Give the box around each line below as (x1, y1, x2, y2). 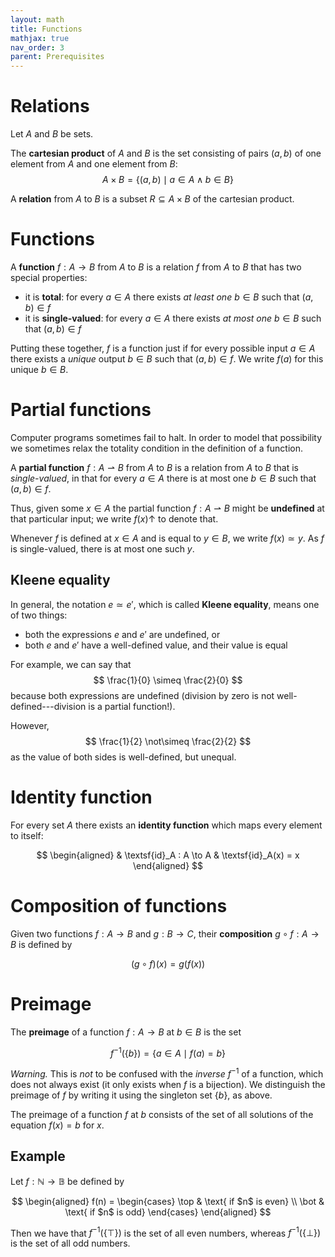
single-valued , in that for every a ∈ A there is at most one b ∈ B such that (10, 472, 317, 484)
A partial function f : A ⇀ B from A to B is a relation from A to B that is (10, 461, 299, 473)
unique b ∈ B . (10, 364, 69, 375)
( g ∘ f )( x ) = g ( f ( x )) (130, 957, 206, 970)
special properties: (10, 272, 88, 283)
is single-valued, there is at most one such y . (10, 542, 195, 555)
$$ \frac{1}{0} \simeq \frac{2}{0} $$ (93, 674, 243, 686)
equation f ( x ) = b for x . (10, 1119, 105, 1131)
